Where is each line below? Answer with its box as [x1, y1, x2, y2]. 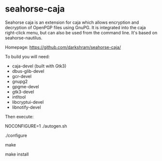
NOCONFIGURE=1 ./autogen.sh [5, 123, 67, 129]
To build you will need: [5, 53, 50, 59]
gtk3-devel [12, 89, 34, 95]
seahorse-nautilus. [5, 35, 43, 41]
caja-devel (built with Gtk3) [12, 63, 67, 69]
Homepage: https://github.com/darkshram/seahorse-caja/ [5, 44, 121, 50]
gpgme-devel [12, 83, 40, 89]
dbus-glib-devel [12, 68, 44, 74]
